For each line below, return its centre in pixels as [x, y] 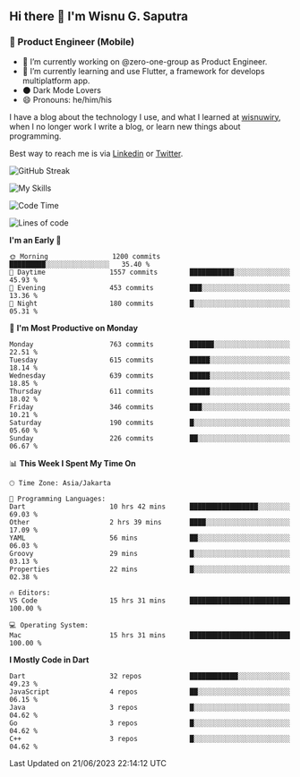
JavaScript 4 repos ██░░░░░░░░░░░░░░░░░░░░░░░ [150, 692]
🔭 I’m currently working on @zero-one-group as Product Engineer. [145, 61]
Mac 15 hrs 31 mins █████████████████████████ [150, 635]
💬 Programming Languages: [57, 499]
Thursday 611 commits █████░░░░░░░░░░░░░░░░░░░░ [150, 391]
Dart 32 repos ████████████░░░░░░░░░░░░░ [150, 676]
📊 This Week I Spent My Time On [73, 463]
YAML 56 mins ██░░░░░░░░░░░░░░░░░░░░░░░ [150, 538]
